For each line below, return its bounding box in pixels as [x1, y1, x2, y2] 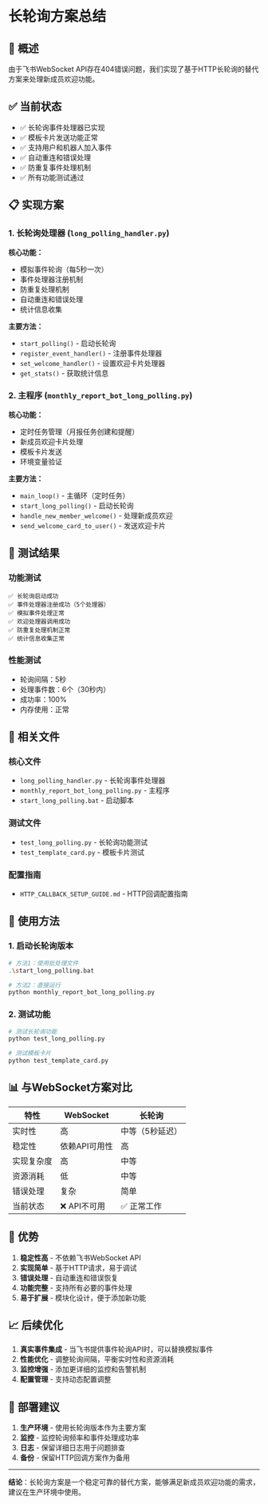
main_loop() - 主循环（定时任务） [19, 491, 130, 500]
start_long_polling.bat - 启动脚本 [19, 796, 134, 806]
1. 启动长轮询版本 [8, 941, 74, 952]
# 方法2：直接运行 [8, 981, 61, 989]
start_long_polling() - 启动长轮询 [19, 500, 134, 510]
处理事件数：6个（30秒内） [19, 684, 110, 694]
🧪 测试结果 [8, 547, 60, 560]
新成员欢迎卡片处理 [19, 436, 84, 446]
